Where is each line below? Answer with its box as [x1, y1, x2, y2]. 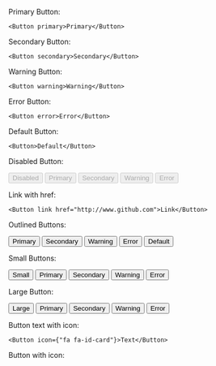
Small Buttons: [8, 253, 57, 263]
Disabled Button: [8, 157, 64, 166]
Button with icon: [8, 351, 65, 360]
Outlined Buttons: [8, 220, 66, 230]
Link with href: [8, 190, 57, 200]
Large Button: [8, 287, 54, 296]
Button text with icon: [8, 321, 79, 329]
